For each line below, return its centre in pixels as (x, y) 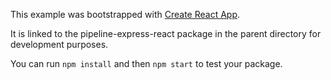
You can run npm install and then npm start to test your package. (146, 63)
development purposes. (59, 44)
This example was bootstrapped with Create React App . (125, 14)
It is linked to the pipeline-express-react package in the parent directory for (166, 33)
